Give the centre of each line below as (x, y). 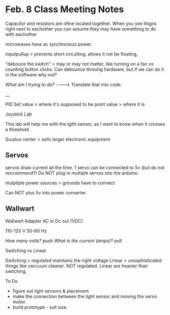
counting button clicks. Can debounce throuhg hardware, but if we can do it (85, 69)
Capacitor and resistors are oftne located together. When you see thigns (81, 23)
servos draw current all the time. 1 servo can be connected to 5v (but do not (85, 167)
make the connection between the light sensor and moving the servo (85, 296)
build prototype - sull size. (40, 307)
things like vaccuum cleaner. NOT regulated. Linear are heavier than (77, 266)
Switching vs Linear (26, 250)
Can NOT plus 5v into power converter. (46, 192)
